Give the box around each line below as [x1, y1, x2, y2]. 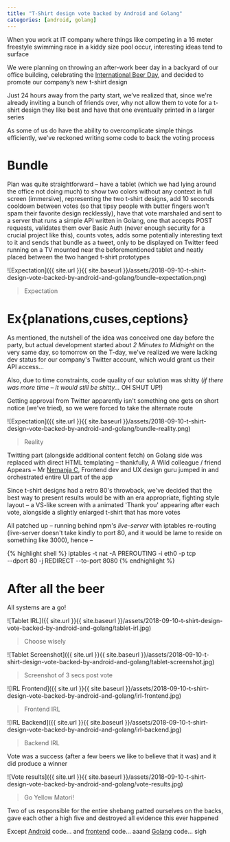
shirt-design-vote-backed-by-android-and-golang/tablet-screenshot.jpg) [7, 658, 215, 666]
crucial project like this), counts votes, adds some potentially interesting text [7, 231, 223, 239]
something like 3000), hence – [7, 536, 93, 544]
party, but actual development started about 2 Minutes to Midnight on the [7, 341, 215, 349]
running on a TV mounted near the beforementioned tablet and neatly [7, 246, 204, 254]
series [7, 113, 25, 121]
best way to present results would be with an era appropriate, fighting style [7, 493, 220, 502]
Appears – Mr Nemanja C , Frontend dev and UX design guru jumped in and [7, 466, 219, 474]
